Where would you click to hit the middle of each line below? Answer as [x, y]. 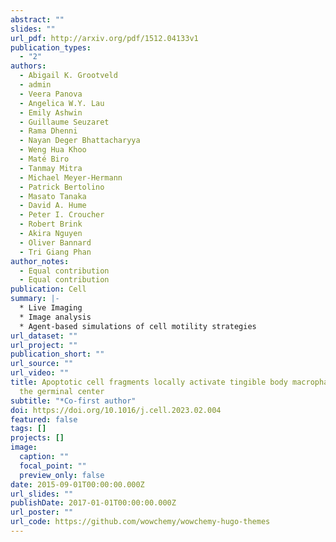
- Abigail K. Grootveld [68, 76]
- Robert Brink [51, 224]
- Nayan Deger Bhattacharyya [80, 141]
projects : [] [37, 438]
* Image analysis [55, 317]
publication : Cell [48, 289]
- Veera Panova [51, 94]
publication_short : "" [57, 354]
